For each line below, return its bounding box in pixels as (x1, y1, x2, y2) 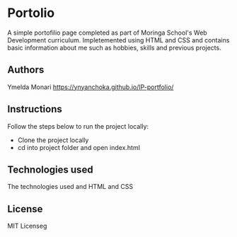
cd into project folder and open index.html (17, 143, 140, 151)
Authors (7, 64, 45, 76)
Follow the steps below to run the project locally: (7, 122, 149, 130)
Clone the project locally (17, 136, 89, 144)
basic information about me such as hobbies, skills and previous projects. (7, 43, 221, 52)
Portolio (7, 5, 55, 21)
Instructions (7, 103, 62, 115)
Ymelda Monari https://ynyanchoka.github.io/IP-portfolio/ (7, 83, 174, 91)
